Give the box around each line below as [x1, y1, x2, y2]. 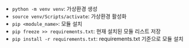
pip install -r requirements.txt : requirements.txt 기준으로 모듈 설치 [11, 35, 184, 42]
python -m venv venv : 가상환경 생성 [11, 5, 98, 12]
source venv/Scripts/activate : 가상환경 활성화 [11, 13, 127, 20]
